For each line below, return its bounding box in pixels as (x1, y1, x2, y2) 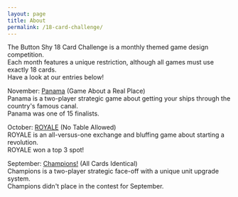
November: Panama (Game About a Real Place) (7, 86, 146, 96)
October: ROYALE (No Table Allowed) (7, 123, 117, 132)
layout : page (7, 10, 46, 18)
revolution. (7, 138, 39, 147)
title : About (7, 17, 46, 24)
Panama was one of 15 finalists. (7, 109, 99, 118)
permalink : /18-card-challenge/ (7, 23, 103, 30)
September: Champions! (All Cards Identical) (7, 159, 138, 168)
